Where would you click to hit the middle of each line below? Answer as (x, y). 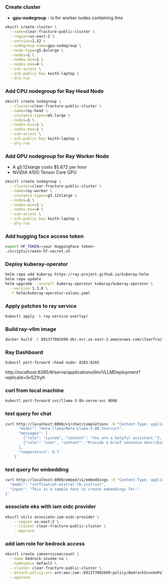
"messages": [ (33, 433)
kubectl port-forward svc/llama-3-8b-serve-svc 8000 (61, 401)
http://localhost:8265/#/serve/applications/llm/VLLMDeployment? (73, 372)
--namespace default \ (33, 563)
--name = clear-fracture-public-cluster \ (52, 32)
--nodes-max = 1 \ (26, 129)
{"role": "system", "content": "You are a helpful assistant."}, (93, 438)
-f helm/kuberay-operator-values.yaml (50, 293)
